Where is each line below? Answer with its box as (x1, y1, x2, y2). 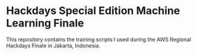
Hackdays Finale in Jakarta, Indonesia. (6, 42, 101, 49)
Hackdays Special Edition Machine (6, 4, 180, 18)
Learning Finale (6, 16, 84, 30)
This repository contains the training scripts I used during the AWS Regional (6, 36, 192, 43)
